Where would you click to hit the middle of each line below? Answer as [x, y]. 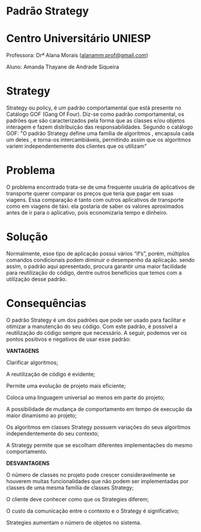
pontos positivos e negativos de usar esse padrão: [68, 339]
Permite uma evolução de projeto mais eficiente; [66, 385]
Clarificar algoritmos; [32, 362]
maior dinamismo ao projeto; [41, 415]
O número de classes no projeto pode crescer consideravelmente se [91, 475]
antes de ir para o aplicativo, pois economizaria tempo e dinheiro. [87, 212]
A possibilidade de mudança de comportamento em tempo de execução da [99, 409]
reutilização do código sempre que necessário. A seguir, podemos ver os [97, 332]
